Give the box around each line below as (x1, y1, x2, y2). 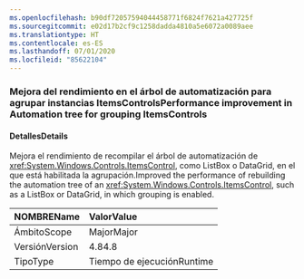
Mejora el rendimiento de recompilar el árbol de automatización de (9, 150, 259, 161)
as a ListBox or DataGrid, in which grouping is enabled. (9, 189, 215, 200)
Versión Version (14, 241, 79, 254)
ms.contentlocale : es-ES (9, 38, 103, 48)
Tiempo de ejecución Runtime (88, 255, 214, 268)
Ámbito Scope (14, 226, 73, 238)
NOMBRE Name (14, 210, 80, 223)
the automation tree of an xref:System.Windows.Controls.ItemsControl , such (9, 179, 295, 190)
